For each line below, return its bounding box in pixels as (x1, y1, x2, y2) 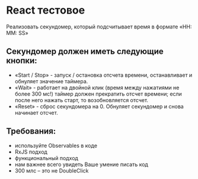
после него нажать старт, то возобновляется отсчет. (14, 96, 149, 103)
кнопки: (6, 56, 37, 66)
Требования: (6, 126, 56, 136)
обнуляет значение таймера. (14, 77, 88, 84)
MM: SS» (6, 29, 28, 36)
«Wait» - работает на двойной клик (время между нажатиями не (14, 84, 180, 91)
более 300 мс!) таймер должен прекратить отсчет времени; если (14, 90, 182, 97)
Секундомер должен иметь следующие (6, 47, 164, 57)
